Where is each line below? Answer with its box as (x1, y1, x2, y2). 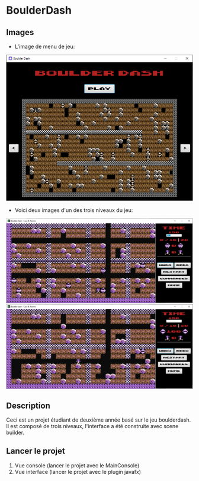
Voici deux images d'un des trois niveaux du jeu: (14, 207, 133, 214)
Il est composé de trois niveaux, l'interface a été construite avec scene (6, 422, 179, 429)
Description (6, 400, 50, 410)
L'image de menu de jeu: (14, 43, 75, 50)
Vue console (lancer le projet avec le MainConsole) (14, 461, 140, 469)
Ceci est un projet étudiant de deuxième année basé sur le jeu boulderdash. (6, 416, 191, 423)
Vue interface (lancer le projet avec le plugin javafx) (14, 468, 141, 475)
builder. (6, 429, 25, 436)
